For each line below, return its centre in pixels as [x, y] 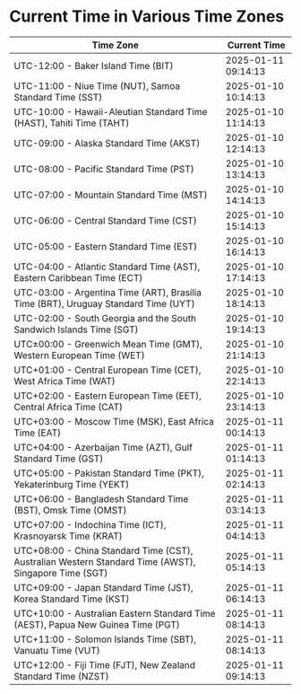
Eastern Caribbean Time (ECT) [78, 277]
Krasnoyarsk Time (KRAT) [68, 536]
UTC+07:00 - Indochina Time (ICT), [90, 524]
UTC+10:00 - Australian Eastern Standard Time [115, 613]
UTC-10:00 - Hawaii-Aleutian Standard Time [111, 111]
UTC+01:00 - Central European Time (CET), [107, 370]
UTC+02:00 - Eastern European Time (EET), [107, 395]
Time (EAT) [37, 433]
